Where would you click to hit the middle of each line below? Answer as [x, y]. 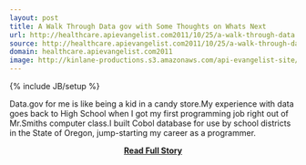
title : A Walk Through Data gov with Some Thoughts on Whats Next [138, 26]
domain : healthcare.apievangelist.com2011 [91, 52]
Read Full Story [153, 150]
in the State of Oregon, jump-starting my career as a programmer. [133, 133]
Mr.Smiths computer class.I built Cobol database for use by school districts [150, 123]
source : [24, 43]
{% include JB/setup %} [55, 86]
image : [22, 60]
